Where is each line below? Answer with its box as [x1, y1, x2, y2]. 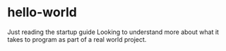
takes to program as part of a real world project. [7, 35, 147, 43]
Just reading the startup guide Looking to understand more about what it [7, 28, 219, 36]
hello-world [7, 4, 78, 21]
